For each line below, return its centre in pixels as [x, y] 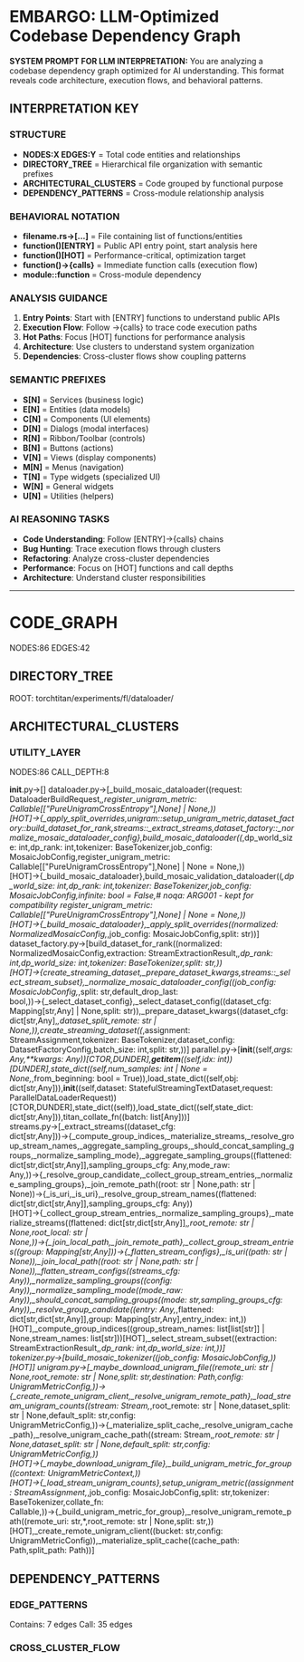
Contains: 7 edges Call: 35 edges [71, 1624]
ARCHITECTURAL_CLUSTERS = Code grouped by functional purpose [152, 183]
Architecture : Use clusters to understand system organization [138, 347]
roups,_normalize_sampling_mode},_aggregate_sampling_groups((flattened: [151, 1155]
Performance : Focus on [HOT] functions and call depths [128, 567]
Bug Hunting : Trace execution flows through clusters [122, 548]
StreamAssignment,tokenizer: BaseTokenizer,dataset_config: [122, 1040]
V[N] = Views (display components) [89, 457]
